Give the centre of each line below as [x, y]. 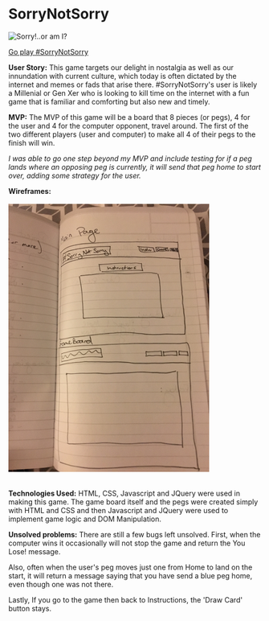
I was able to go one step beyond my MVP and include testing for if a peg [130, 158]
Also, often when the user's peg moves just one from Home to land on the [130, 567]
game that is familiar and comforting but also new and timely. [109, 101]
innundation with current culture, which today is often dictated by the [122, 76]
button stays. [30, 609]
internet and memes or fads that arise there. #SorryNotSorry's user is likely [133, 84]
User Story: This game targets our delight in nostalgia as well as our [121, 67]
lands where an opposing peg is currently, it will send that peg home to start [134, 167]
